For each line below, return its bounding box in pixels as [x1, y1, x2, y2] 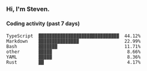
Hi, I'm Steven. [6, 5, 50, 13]
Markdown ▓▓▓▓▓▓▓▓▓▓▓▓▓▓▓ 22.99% [6, 39, 141, 45]
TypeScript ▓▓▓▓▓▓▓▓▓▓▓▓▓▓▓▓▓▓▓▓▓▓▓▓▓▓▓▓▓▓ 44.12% [6, 33, 141, 39]
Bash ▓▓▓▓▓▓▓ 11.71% [6, 44, 141, 50]
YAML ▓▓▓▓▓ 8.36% [6, 54, 141, 60]
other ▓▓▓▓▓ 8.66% [6, 49, 141, 55]
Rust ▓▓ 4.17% [6, 60, 141, 66]
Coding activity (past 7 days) [6, 20, 80, 27]
